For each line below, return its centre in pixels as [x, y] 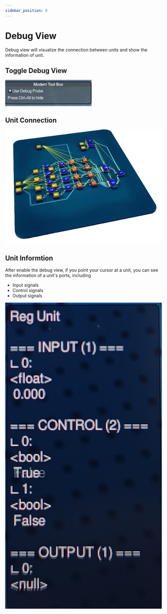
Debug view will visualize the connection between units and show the [76, 49]
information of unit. [25, 55]
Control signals [28, 290]
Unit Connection [31, 120]
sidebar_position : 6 [27, 10]
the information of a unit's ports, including [48, 275]
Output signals [27, 296]
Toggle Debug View [36, 71]
